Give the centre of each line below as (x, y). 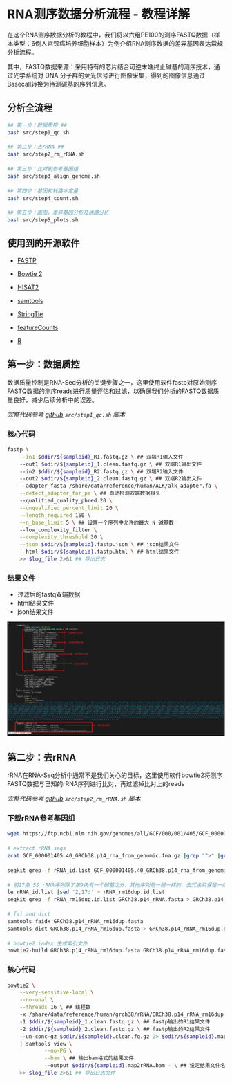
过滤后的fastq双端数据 (49, 594)
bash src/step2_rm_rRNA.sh (46, 154)
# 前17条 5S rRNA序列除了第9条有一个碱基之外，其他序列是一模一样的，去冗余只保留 (112, 885)
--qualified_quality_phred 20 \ (66, 501)
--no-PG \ (58, 1051)
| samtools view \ (46, 1044)
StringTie (30, 314)
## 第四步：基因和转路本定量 (43, 191)
